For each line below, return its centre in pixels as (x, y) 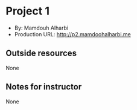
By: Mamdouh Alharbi (41, 28)
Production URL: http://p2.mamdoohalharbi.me (72, 34)
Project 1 (27, 11)
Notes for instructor (44, 87)
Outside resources (41, 53)
